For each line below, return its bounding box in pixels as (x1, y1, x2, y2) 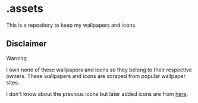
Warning (6, 54, 27, 61)
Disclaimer (6, 39, 47, 49)
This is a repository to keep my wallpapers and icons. (6, 21, 137, 29)
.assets (6, 2, 43, 15)
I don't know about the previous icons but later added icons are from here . (6, 90, 188, 97)
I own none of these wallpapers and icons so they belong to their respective (6, 66, 192, 73)
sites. (6, 79, 20, 86)
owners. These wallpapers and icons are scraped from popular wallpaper (6, 72, 186, 79)
